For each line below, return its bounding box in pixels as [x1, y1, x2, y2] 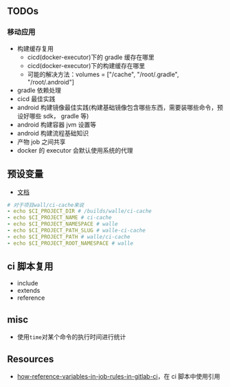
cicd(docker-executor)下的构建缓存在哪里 [27, 61, 146, 69]
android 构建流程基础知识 [16, 129, 89, 137]
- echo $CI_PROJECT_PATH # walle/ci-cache [7, 233, 130, 240]
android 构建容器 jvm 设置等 [16, 120, 97, 129]
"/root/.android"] [27, 78, 74, 86]
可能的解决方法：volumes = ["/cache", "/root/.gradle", [27, 70, 179, 78]
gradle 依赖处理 [16, 86, 62, 94]
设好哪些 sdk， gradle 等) [16, 111, 89, 120]
